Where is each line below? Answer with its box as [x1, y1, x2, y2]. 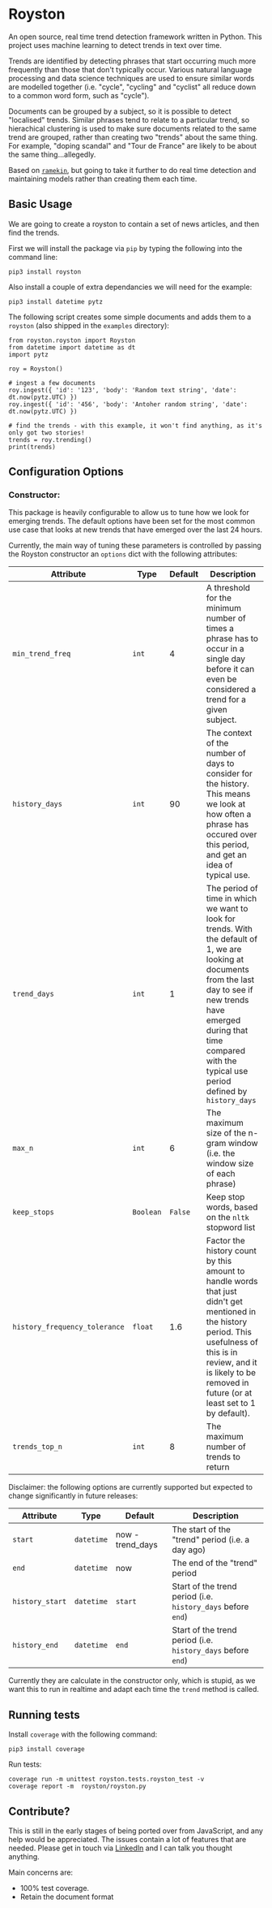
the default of [206, 933, 257, 945]
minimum [206, 603, 241, 614]
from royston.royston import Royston [8, 336, 136, 344]
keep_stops [12, 1208, 54, 1217]
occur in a [206, 643, 244, 655]
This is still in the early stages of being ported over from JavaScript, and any [8, 1826, 263, 1836]
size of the [206, 1127, 247, 1139]
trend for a [206, 694, 247, 705]
